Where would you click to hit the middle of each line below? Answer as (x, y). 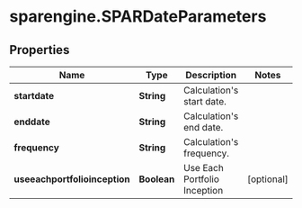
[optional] (268, 179)
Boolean (157, 179)
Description (211, 75)
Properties (40, 50)
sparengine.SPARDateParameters (138, 17)
